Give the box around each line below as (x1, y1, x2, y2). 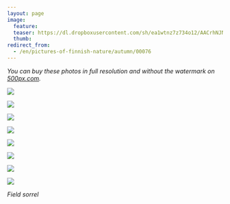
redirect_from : (7, 42, 51, 49)
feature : (13, 23, 38, 29)
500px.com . (7, 74, 41, 82)
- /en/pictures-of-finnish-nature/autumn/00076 (13, 49, 152, 55)
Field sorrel (7, 190, 39, 199)
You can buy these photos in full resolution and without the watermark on (7, 66, 215, 75)
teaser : (13, 29, 36, 36)
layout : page (7, 10, 44, 17)
